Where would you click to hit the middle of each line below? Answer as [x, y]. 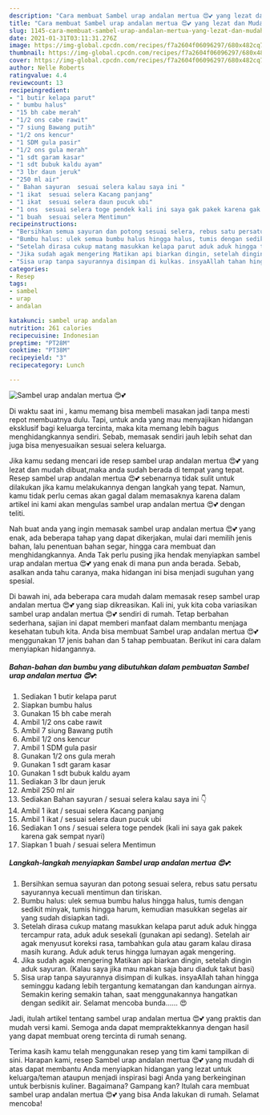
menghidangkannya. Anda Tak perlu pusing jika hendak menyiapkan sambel [135, 554]
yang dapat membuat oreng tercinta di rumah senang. [98, 1036]
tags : [18, 284]
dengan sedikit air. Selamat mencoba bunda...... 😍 [104, 1003]
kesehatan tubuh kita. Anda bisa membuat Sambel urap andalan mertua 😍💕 [134, 631]
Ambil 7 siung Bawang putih [66, 731]
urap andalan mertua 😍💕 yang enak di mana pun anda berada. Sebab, [125, 563]
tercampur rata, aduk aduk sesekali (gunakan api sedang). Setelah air [135, 935]
